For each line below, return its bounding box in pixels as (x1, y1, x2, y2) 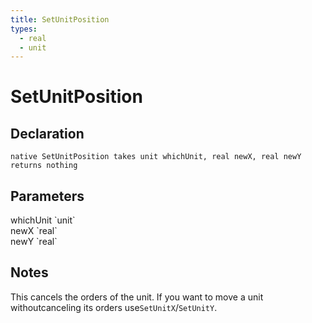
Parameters (10, 187, 85, 205)
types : (10, 24, 38, 34)
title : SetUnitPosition (10, 14, 110, 25)
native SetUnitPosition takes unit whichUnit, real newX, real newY (10, 152, 302, 162)
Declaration (10, 125, 85, 142)
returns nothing (10, 161, 78, 171)
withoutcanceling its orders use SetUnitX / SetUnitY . (10, 301, 218, 313)
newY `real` (10, 236, 58, 248)
